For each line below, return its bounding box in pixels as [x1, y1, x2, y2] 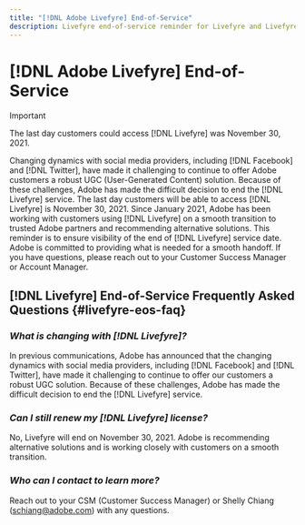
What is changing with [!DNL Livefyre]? [9, 329, 188, 342]
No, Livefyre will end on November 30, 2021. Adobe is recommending [9, 432, 270, 443]
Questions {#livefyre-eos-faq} [9, 302, 186, 318]
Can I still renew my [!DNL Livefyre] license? [9, 411, 209, 424]
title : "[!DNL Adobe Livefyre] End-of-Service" [9, 13, 193, 23]
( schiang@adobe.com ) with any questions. [9, 504, 170, 515]
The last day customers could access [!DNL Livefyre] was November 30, [9, 128, 281, 139]
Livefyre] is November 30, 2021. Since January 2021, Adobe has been [9, 204, 271, 215]
